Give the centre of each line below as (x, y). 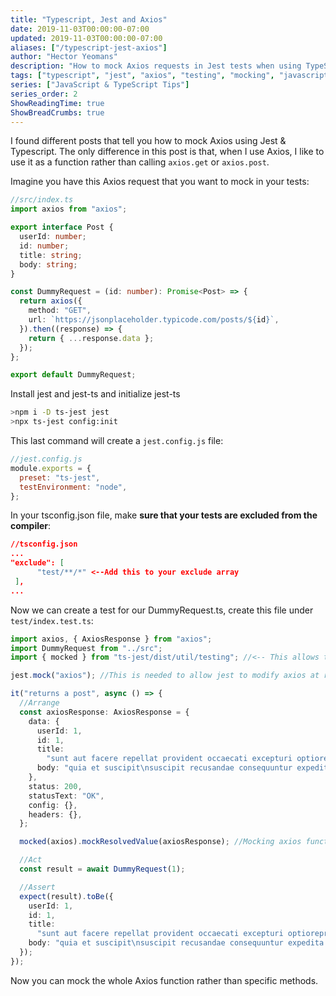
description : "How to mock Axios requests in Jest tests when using (156, 66)
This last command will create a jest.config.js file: (117, 440)
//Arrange (39, 703)
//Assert (37, 887)
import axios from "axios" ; (69, 209)
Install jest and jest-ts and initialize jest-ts (95, 394)
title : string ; (51, 255)
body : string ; (48, 264)
